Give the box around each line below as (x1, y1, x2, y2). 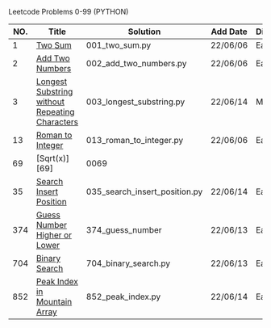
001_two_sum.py (85, 40, 152, 51)
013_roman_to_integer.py (85, 135, 184, 145)
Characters (35, 116, 79, 128)
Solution (127, 26, 161, 37)
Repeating (35, 107, 75, 117)
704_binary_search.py (85, 258, 171, 269)
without (35, 96, 65, 107)
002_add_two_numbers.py (85, 58, 187, 69)
